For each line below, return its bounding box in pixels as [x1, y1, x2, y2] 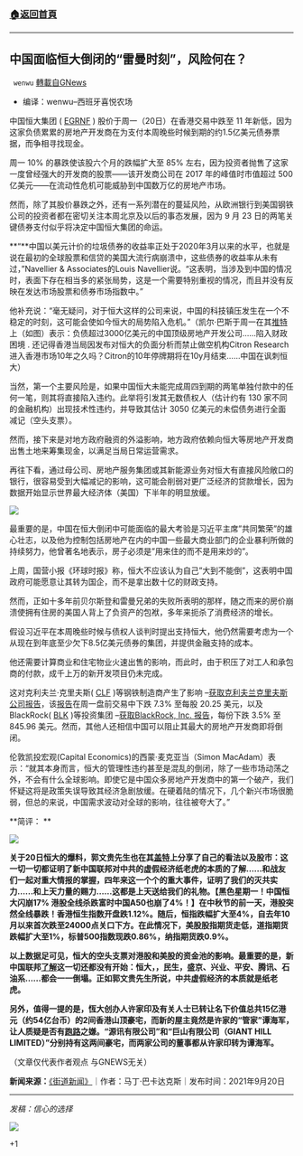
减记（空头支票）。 [9, 415, 77, 426]
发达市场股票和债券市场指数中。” [24, 287, 144, 297]
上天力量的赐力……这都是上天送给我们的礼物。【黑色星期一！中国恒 [41, 886, 290, 897]
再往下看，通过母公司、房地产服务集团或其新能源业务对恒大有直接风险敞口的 [9, 465, 294, 475]
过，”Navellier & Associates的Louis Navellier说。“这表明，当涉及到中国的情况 [9, 264, 292, 275]
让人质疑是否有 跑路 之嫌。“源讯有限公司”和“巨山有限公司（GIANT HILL [9, 1026, 272, 1037]
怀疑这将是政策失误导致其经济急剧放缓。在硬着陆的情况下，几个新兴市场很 [9, 785, 286, 796]
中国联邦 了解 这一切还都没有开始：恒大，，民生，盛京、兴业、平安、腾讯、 [9, 962, 282, 973]
